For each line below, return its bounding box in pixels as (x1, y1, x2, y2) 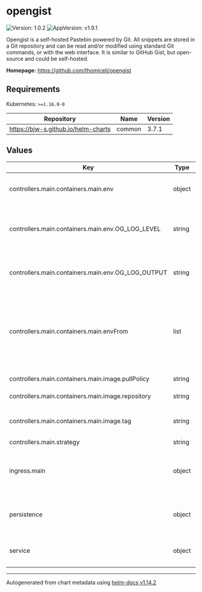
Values (6, 145, 33, 156)
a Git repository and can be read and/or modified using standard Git (6, 42, 174, 49)
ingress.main (9, 466, 46, 474)
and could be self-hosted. (25, 55, 89, 62)
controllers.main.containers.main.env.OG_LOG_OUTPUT (9, 268, 167, 277)
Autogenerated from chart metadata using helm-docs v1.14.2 (6, 579, 156, 586)
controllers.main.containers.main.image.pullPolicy (9, 374, 150, 383)
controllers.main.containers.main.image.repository (9, 392, 151, 400)
